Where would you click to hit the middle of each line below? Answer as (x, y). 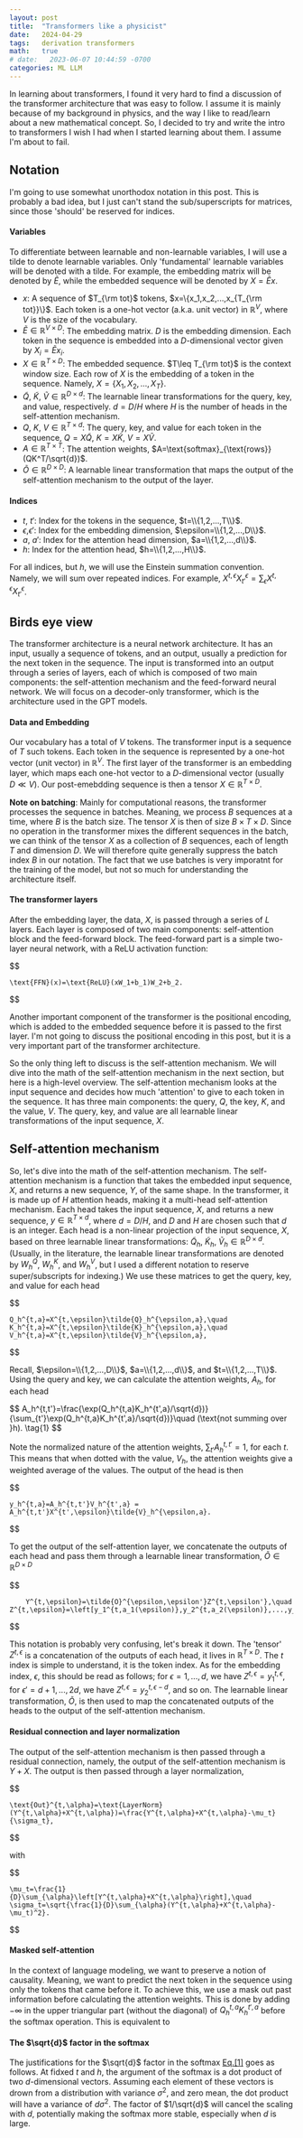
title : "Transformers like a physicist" (88, 26)
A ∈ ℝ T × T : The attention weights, (86, 448)
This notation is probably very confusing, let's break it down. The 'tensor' (146, 1644)
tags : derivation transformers (72, 43)
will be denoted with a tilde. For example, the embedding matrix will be (141, 271)
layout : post (34, 18)
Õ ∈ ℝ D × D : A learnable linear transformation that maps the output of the (158, 469)
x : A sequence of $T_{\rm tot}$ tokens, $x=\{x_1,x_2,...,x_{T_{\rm (142, 298)
